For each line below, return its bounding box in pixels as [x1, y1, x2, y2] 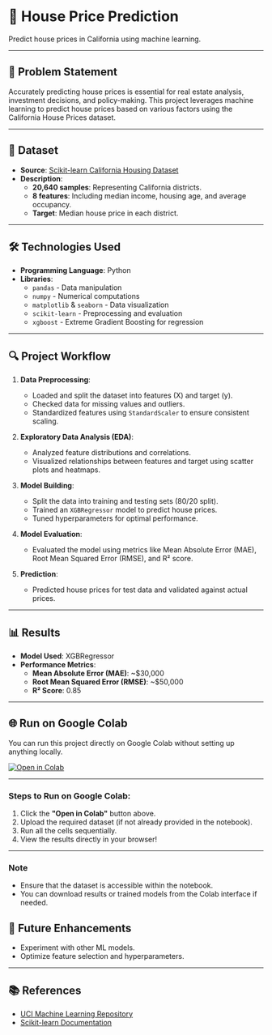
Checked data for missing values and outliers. [32, 399, 185, 409]
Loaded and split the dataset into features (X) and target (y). [32, 390, 233, 400]
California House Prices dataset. [8, 113, 116, 122]
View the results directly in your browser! [19, 834, 158, 845]
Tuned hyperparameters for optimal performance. [32, 513, 198, 523]
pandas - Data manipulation [32, 283, 122, 292]
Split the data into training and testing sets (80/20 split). [32, 496, 219, 506]
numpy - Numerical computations [32, 292, 140, 301]
